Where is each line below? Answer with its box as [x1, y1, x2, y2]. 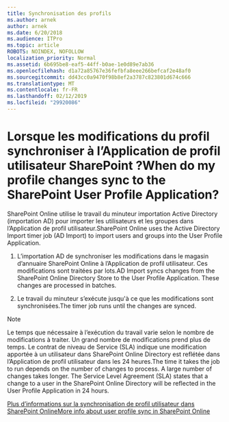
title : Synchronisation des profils [7, 10, 111, 17]
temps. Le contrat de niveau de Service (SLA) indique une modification [7, 343, 207, 351]
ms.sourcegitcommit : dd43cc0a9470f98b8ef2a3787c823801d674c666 [7, 73, 191, 81]
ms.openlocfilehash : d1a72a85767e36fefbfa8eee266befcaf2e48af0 [7, 67, 191, 74]
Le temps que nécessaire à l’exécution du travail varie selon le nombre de [7, 328, 214, 336]
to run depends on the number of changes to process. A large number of [7, 364, 213, 373]
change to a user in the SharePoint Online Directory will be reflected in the [7, 379, 216, 387]
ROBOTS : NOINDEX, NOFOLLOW [7, 49, 84, 55]
